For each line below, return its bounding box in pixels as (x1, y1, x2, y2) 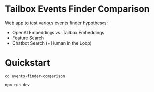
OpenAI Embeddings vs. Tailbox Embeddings (12, 29, 104, 35)
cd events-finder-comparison (5, 73, 65, 79)
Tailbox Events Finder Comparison (5, 3, 150, 15)
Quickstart (5, 57, 51, 69)
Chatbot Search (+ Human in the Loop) (12, 40, 92, 46)
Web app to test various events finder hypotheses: (5, 20, 108, 26)
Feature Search (12, 35, 44, 41)
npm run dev (5, 82, 30, 87)
